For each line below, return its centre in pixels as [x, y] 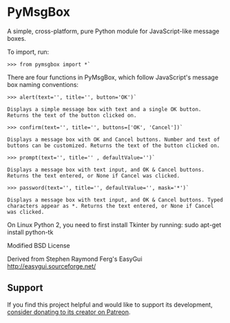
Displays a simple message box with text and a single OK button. [104, 109]
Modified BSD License [39, 245]
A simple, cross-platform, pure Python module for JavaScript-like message [113, 31]
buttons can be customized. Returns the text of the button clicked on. [114, 146]
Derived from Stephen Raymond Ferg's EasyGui [75, 259]
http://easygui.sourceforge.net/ [52, 266]
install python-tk [30, 232]
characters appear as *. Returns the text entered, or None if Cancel [111, 206]
